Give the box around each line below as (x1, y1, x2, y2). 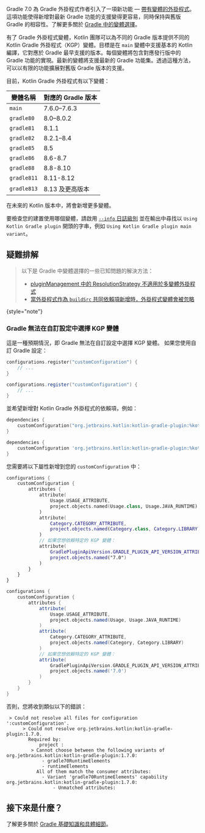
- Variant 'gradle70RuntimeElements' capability (41, 774, 168, 780)
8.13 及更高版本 (43, 185, 90, 193)
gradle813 (9, 186, 38, 192)
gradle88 (9, 165, 35, 171)
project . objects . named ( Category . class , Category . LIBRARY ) (49, 526, 201, 532)
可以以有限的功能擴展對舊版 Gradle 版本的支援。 (6, 64, 128, 72)
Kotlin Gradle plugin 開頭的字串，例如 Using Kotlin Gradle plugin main (6, 222, 192, 230)
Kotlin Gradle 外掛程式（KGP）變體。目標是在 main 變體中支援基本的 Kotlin (6, 42, 193, 48)
